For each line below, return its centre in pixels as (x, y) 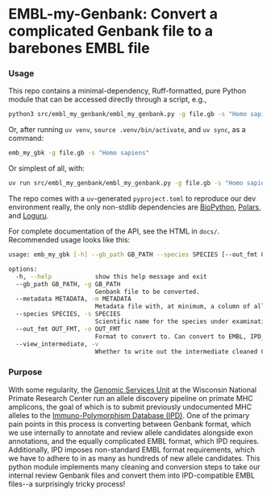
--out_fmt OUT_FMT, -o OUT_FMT (68, 329)
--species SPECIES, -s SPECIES (68, 314)
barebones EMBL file (79, 48)
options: (23, 269)
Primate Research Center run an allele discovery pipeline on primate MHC (131, 398)
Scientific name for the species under (162, 322)
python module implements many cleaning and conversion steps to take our (134, 466)
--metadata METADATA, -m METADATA (73, 299)
